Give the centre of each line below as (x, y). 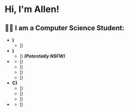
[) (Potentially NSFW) (42, 56)
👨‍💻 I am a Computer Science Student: (64, 28)
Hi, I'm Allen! (32, 9)
